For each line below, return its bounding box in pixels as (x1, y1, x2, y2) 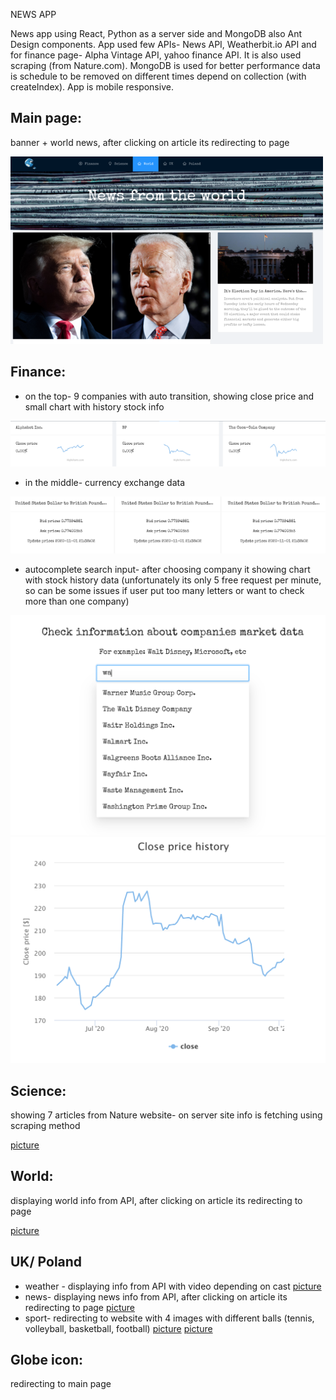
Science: (10, 1082, 67, 1099)
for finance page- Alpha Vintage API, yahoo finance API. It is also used (10, 49, 302, 61)
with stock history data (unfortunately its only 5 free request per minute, (24, 574, 322, 586)
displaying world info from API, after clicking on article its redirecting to (10, 1194, 303, 1206)
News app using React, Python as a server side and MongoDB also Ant (10, 28, 303, 39)
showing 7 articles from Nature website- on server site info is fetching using (10, 1109, 323, 1121)
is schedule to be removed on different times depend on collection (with (10, 70, 307, 82)
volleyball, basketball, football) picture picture (24, 1322, 213, 1334)
